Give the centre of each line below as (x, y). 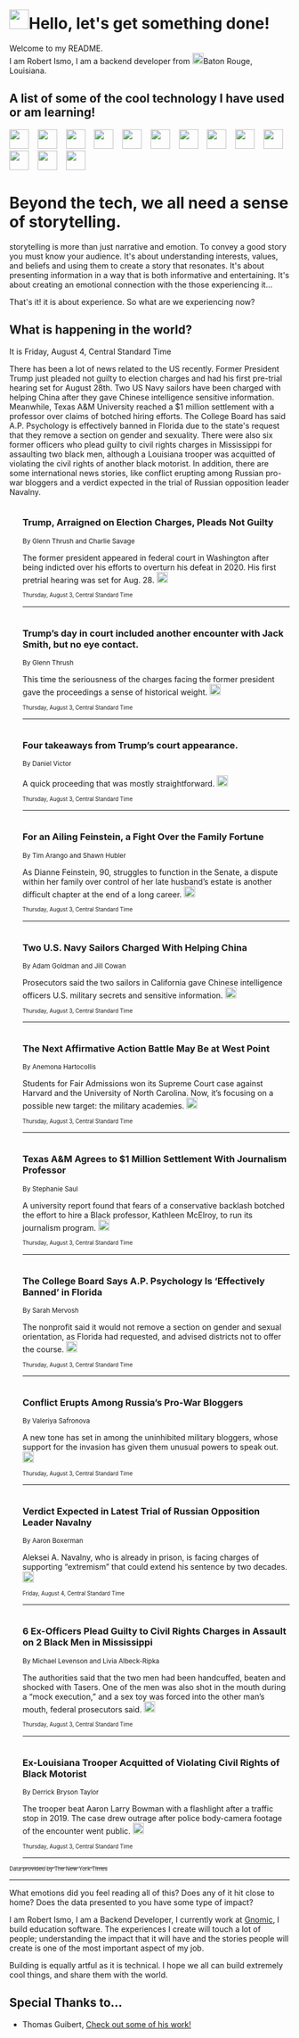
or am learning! (53, 113)
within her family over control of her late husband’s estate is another (147, 881)
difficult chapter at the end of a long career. (102, 894)
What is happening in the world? (101, 330)
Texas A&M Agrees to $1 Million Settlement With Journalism (154, 1159)
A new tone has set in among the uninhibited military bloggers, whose (150, 1438)
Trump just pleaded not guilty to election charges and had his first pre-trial (146, 378)
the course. (43, 1349)
